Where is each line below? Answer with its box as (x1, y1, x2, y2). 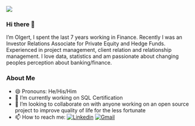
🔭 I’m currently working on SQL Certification (14, 94, 123, 101)
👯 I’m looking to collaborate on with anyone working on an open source (14, 100, 189, 107)
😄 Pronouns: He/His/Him (14, 87, 77, 95)
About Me (6, 74, 36, 82)
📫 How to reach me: (14, 113, 66, 121)
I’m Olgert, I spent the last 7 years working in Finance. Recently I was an (6, 33, 183, 41)
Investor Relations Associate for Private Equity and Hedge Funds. (6, 40, 166, 47)
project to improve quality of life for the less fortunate (14, 106, 146, 113)
